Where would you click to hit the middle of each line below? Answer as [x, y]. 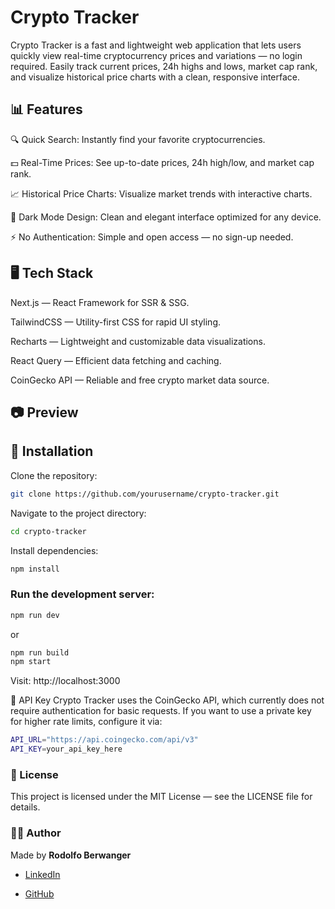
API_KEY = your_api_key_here [66, 749]
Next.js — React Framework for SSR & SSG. [100, 302]
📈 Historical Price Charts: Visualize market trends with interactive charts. [161, 193]
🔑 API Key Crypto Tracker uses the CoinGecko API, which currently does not [167, 700]
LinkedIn [42, 874]
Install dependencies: [54, 550]
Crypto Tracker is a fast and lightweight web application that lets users [156, 45]
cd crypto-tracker [48, 531]
